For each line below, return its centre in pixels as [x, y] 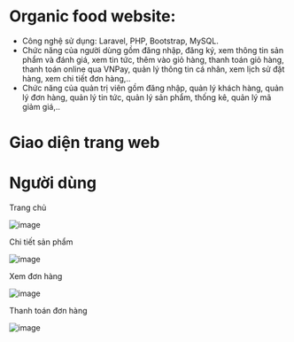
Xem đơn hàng [36, 276]
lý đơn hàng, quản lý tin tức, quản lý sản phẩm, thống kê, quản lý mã [147, 97]
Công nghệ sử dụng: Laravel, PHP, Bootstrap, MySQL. [120, 41]
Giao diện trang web [85, 143]
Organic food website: [93, 16]
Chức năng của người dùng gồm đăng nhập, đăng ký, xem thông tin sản [153, 50]
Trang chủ [28, 208]
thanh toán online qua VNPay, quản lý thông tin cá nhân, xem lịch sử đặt [153, 69]
